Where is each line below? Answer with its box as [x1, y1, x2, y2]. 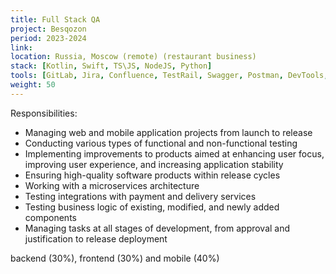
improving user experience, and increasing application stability [24, 158, 284, 170]
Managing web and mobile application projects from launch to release [24, 126, 313, 138]
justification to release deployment [24, 232, 168, 245]
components [24, 211, 77, 223]
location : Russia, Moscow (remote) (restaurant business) [10, 52, 257, 62]
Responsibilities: [10, 107, 78, 119]
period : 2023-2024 [10, 33, 87, 43]
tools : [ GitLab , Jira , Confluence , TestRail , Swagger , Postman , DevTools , [10, 71, 329, 81]
